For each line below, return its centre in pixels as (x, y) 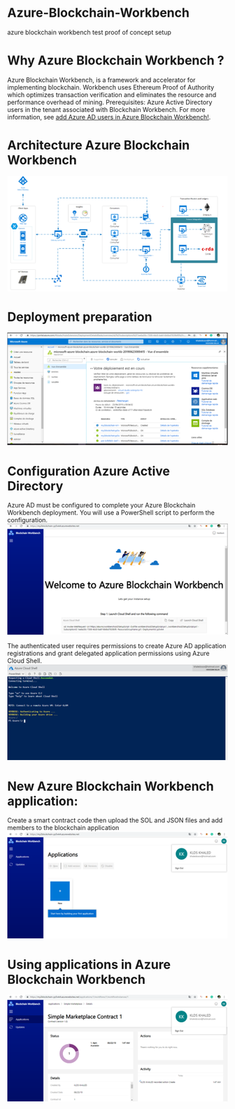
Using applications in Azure (89, 965)
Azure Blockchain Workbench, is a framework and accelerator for (101, 80)
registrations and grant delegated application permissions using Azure (108, 653)
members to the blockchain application (63, 828)
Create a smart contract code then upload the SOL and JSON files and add (115, 820)
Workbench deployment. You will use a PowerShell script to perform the (111, 513)
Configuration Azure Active (88, 471)
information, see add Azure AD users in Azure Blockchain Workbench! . (109, 117)
